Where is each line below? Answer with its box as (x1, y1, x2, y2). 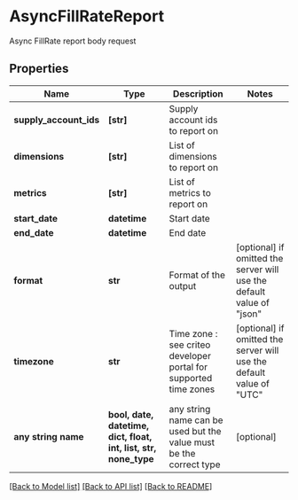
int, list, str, (107, 441, 157, 454)
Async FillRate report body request (9, 35, 137, 46)
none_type (107, 452, 154, 465)
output (169, 279, 197, 292)
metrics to (169, 186, 211, 199)
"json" (235, 308, 263, 320)
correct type (169, 458, 221, 471)
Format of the (169, 269, 226, 281)
